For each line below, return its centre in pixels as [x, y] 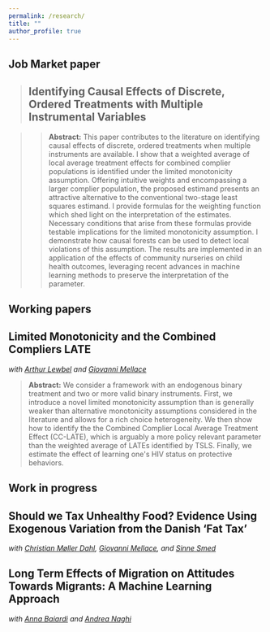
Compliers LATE [50, 349]
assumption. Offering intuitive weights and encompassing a [148, 180]
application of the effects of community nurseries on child [145, 258]
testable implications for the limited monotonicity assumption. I [153, 232]
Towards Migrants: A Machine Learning [110, 586]
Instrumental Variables [87, 118]
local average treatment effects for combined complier [139, 163]
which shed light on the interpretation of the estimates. [140, 214]
